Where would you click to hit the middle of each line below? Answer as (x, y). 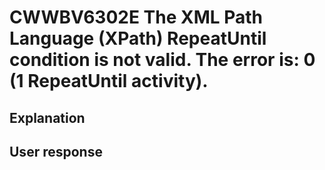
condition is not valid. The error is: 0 (162, 60)
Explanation (47, 117)
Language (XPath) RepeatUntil (138, 38)
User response (56, 151)
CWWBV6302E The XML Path (136, 17)
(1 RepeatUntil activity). (109, 81)
